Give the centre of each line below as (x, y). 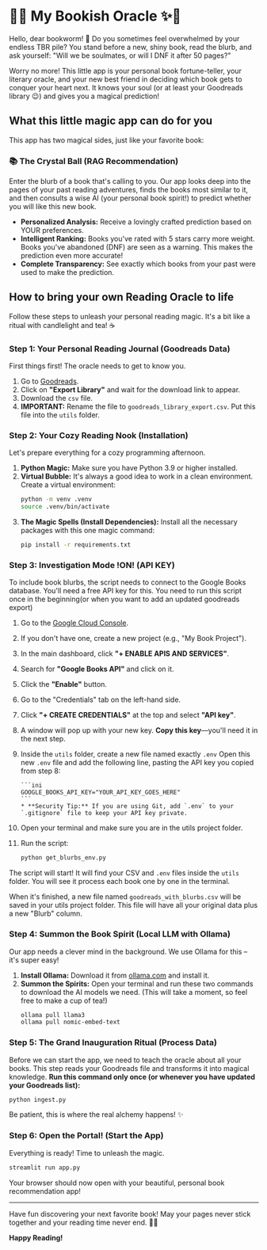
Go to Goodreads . (50, 381)
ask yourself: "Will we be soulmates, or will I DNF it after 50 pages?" (120, 55)
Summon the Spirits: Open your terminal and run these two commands (137, 983)
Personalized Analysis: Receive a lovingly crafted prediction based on (136, 222)
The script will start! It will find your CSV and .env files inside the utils (124, 873)
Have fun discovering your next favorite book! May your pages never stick (130, 1214)
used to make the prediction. (67, 272)
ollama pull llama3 (53, 1015)
